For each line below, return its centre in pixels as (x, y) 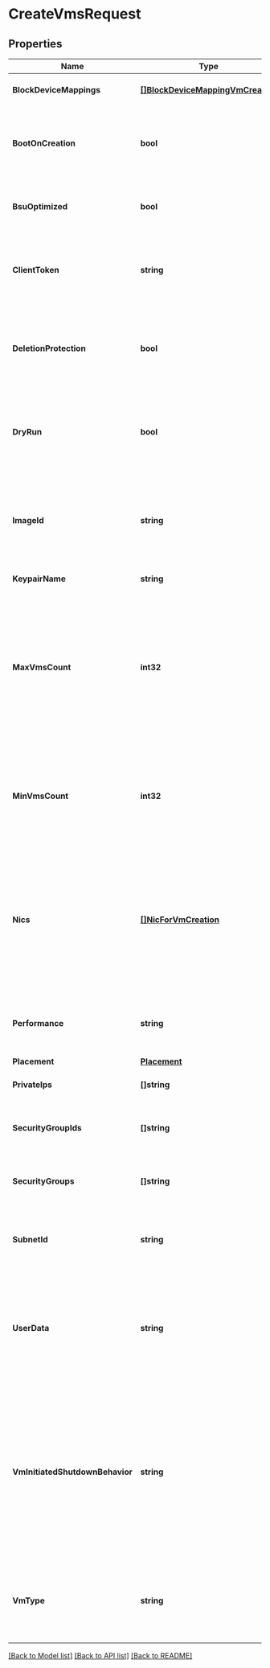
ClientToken (36, 270)
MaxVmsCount (42, 667)
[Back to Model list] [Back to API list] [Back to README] (100, 1656)
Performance (38, 1023)
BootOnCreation (44, 143)
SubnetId (30, 1240)
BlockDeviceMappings (56, 90)
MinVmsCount (41, 796)
